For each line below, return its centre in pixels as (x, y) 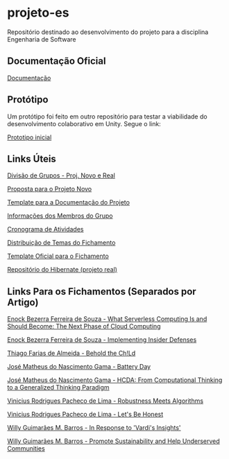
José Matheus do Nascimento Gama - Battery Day (79, 367)
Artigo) (23, 302)
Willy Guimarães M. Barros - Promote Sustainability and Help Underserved (113, 441)
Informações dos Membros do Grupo (60, 216)
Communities (26, 449)
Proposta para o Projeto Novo (50, 189)
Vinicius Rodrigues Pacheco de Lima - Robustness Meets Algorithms (105, 401)
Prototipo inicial (29, 137)
